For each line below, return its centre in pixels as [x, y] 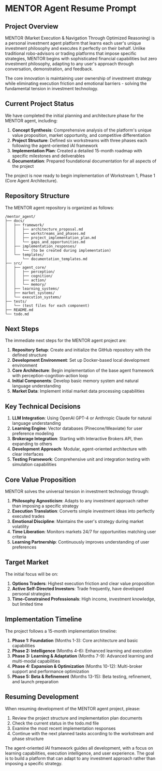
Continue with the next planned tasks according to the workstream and [83, 733]
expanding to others [32, 444]
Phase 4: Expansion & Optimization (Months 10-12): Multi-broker [77, 666]
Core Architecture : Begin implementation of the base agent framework [83, 370]
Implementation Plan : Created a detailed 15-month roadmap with [77, 150]
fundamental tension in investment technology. [52, 88]
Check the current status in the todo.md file [55, 723]
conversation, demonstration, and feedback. [49, 69]
